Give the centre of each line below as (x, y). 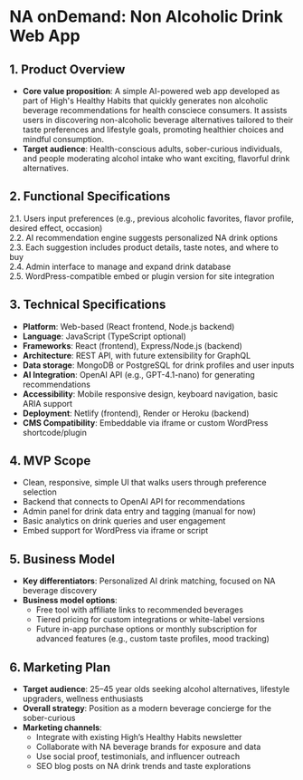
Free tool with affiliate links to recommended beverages (140, 610)
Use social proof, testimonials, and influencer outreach (138, 756)
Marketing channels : (62, 727)
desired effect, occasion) (56, 227)
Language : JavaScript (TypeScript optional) (104, 336)
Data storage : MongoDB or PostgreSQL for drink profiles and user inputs (158, 365)
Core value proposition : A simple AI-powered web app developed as (151, 91)
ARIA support (47, 403)
